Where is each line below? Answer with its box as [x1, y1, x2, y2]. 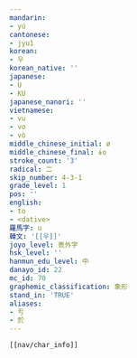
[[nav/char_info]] [9, 341, 78, 350]
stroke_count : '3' [9, 155, 78, 165]
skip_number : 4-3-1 [9, 173, 83, 182]
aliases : [9, 299, 42, 308]
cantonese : [9, 30, 50, 39]
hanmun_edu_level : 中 [9, 257, 89, 267]
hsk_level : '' [9, 249, 63, 258]
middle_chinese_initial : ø [9, 139, 111, 148]
